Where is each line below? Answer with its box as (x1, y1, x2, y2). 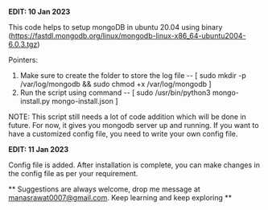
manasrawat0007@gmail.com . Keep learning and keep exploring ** (8, 193, 232, 202)
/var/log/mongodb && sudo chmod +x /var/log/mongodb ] (19, 80, 212, 89)
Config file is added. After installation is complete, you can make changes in (8, 160, 260, 170)
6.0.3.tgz (8, 39, 38, 49)
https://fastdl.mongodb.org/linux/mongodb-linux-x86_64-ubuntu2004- (10, 31, 246, 40)
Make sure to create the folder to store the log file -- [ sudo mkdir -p (19, 71, 247, 80)
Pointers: (8, 56, 39, 64)
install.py (19, 97, 51, 105)
